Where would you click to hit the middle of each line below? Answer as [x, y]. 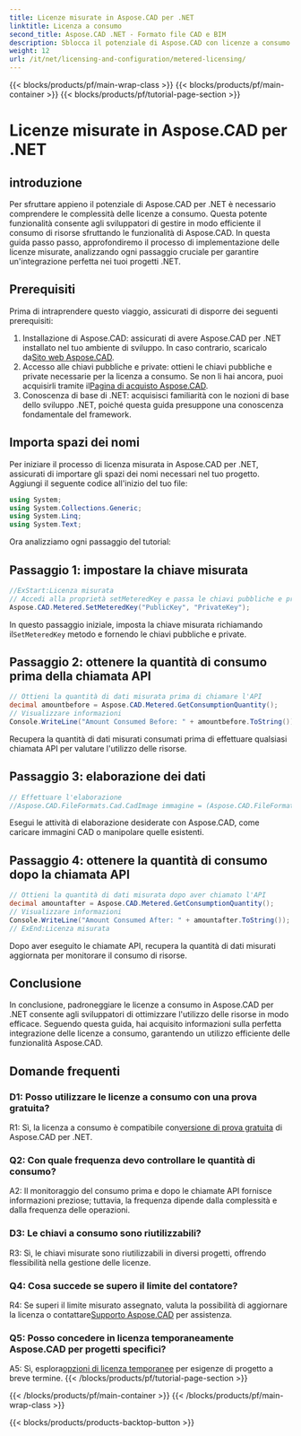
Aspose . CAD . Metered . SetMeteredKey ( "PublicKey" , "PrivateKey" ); [130, 607]
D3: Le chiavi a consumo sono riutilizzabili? [105, 1233]
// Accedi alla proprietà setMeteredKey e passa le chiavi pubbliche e [146, 599]
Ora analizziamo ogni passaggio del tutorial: [90, 542]
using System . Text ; [46, 525]
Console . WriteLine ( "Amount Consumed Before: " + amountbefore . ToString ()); [154, 722]
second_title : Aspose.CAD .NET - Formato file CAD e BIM [118, 34]
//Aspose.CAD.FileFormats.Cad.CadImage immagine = [106, 805]
